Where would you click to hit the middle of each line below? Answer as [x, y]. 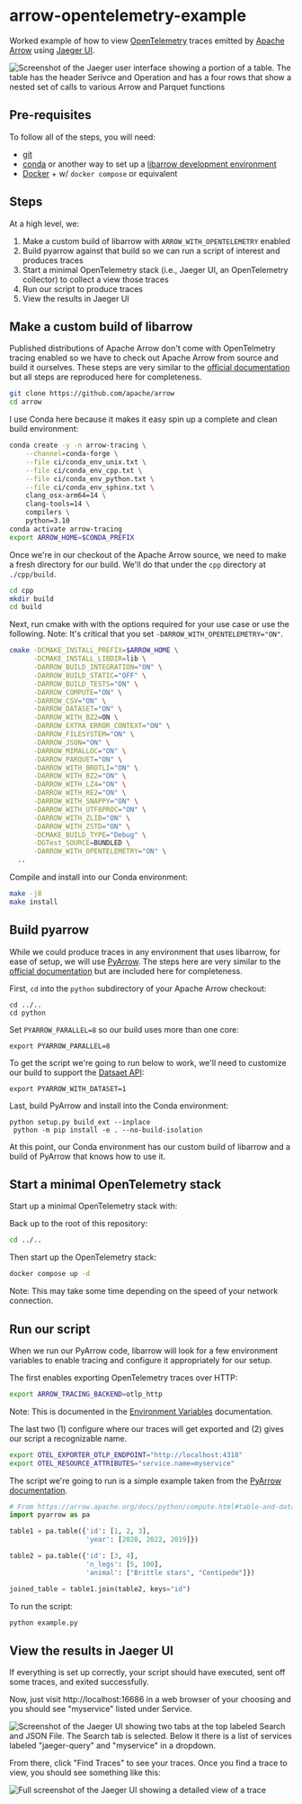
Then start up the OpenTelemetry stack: [83, 1257]
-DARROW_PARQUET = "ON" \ [78, 759]
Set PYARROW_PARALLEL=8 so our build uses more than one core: [124, 1029]
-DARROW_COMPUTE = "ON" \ [78, 692]
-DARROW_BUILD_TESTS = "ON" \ [86, 684]
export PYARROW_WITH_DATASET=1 [68, 1089]
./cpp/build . [33, 574]
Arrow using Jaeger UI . [52, 50]
